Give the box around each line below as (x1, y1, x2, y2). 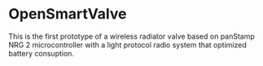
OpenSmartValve (8, 5, 127, 23)
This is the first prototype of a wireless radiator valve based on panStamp (8, 31, 255, 41)
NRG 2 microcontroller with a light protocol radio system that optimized (8, 39, 247, 49)
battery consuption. (8, 48, 75, 58)
